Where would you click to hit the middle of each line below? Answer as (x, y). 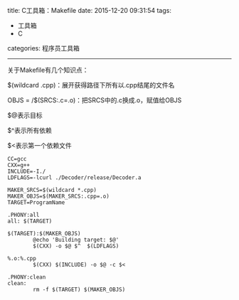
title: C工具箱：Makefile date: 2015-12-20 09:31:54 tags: (90, 10)
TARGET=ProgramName (36, 203)
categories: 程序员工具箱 (43, 48)
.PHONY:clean (27, 277)
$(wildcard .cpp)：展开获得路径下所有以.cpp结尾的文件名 (91, 85)
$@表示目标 (25, 115)
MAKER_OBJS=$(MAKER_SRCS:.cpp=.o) (59, 196)
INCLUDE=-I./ (27, 171)
